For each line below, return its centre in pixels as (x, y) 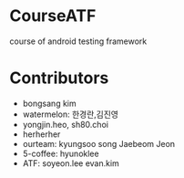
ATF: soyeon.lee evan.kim (71, 163)
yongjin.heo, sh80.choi (66, 124)
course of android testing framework (78, 41)
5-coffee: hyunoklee (61, 153)
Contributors (59, 78)
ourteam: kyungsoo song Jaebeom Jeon (99, 143)
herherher (41, 134)
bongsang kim (50, 103)
